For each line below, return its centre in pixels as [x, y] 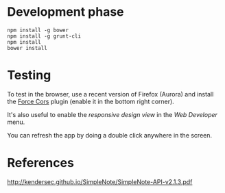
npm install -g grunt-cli [44, 36]
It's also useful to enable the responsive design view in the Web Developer [113, 114]
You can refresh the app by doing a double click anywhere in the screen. [110, 135]
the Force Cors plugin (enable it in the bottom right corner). [91, 101]
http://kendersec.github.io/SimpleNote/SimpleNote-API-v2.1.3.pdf [100, 181]
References [40, 163]
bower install [27, 48]
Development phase [66, 12]
